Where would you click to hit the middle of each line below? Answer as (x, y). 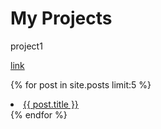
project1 (26, 46)
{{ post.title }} (51, 104)
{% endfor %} (39, 114)
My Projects (61, 18)
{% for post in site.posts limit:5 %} (81, 84)
